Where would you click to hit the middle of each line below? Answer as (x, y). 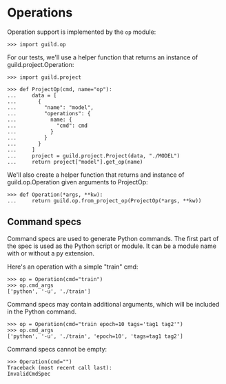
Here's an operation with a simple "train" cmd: (73, 267)
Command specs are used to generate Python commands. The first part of (113, 238)
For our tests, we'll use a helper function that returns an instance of (103, 57)
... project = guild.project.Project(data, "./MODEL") (94, 156)
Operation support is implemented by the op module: (82, 32)
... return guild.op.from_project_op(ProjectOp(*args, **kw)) (104, 201)
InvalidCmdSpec (29, 374)
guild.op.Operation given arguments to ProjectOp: (78, 182)
